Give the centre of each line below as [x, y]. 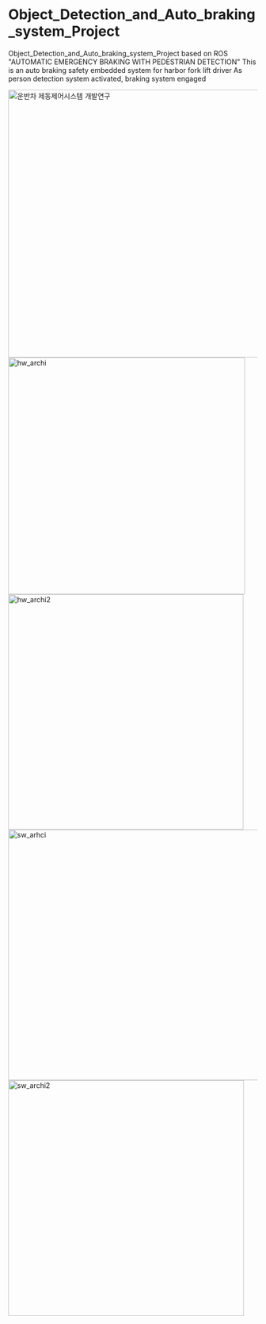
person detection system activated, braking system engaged [107, 78]
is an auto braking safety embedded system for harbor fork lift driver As [125, 70]
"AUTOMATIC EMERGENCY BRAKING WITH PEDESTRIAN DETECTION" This [132, 62]
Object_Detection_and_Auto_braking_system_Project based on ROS [118, 53]
